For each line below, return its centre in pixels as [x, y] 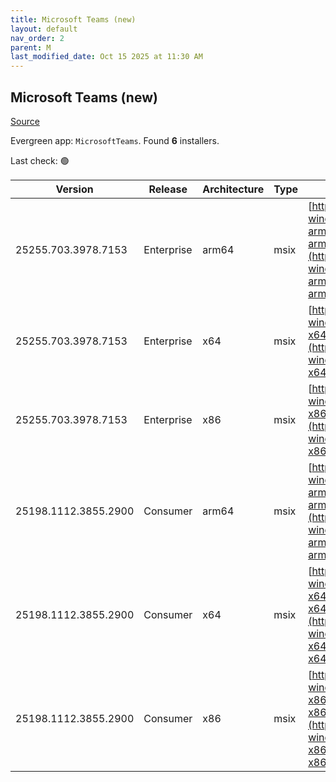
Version [74, 189]
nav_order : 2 [37, 38]
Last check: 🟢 [40, 160]
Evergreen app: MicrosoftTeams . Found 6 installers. [115, 140]
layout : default [44, 29]
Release [168, 189]
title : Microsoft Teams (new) [73, 19]
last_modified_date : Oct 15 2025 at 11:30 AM [106, 57]
